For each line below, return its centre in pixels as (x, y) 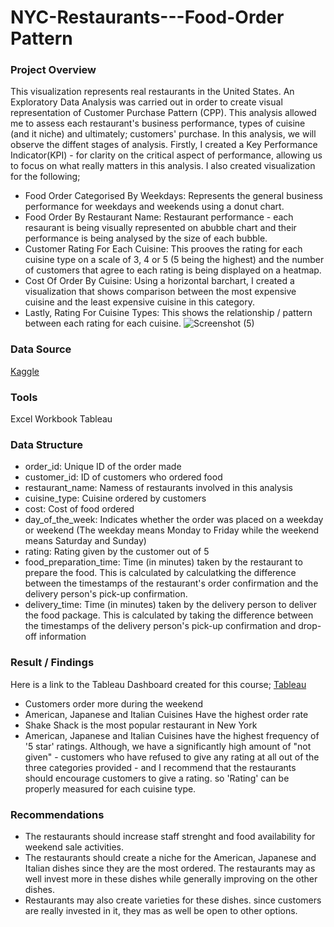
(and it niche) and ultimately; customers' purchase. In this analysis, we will (163, 134)
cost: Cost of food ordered (79, 509)
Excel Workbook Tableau (61, 419)
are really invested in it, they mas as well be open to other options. (161, 910)
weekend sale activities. (74, 847)
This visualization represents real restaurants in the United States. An (152, 92)
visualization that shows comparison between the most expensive (160, 292)
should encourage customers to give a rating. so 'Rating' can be (157, 778)
